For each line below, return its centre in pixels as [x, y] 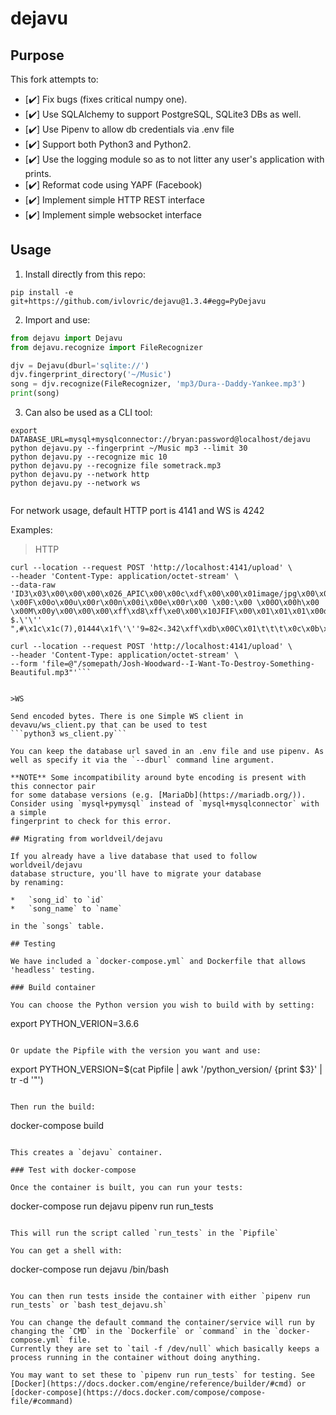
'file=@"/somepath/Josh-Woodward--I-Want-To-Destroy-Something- [178, 664]
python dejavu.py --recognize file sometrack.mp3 [116, 466]
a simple [28, 813]
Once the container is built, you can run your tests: [127, 1188]
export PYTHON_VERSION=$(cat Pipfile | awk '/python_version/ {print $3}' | [166, 1069]
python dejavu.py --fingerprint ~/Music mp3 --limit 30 [129, 448]
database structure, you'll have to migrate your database [136, 874]
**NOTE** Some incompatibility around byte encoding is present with [158, 778]
